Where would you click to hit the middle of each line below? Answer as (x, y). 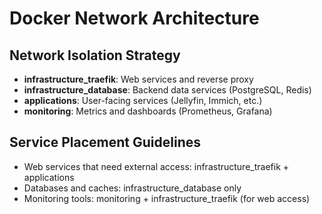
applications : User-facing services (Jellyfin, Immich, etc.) (143, 100)
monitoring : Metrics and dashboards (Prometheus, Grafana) (148, 111)
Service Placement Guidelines (105, 142)
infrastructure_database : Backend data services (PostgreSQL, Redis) (167, 90)
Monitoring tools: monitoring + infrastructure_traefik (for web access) (167, 198)
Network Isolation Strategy (95, 55)
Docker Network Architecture (134, 18)
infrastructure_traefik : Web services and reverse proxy (138, 79)
